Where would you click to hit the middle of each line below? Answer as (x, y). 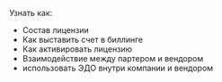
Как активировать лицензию (77, 49)
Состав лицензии (56, 30)
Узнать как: (31, 13)
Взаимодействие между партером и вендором (113, 58)
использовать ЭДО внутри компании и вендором (118, 68)
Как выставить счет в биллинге (83, 40)
